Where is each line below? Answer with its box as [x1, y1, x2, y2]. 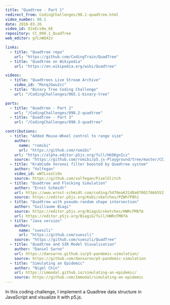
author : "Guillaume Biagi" [14, 204, 71, 209]
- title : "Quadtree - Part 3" [10, 115, 73, 120]
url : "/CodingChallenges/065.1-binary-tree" [14, 92, 110, 97]
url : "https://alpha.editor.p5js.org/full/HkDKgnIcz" [14, 152, 130, 158]
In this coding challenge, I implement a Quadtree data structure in [5, 289, 142, 294]
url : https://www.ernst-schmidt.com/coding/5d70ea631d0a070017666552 [14, 190, 164, 195]
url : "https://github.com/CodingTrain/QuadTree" [14, 54, 119, 59]
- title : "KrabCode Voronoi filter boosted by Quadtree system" [10, 162, 148, 167]
